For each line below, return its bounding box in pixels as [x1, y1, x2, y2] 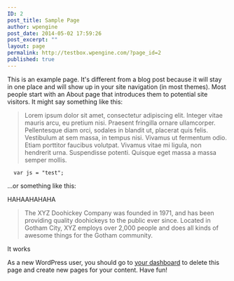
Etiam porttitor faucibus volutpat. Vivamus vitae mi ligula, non [24, 141, 202, 149]
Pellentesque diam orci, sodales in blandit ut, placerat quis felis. [24, 125, 209, 134]
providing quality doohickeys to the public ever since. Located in [24, 216, 212, 224]
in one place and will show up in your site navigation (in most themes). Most [7, 82, 226, 91]
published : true [7, 56, 55, 63]
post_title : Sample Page [7, 17, 80, 24]
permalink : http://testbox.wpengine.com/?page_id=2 [7, 50, 161, 57]
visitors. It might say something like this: [7, 97, 123, 106]
